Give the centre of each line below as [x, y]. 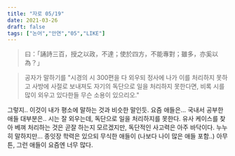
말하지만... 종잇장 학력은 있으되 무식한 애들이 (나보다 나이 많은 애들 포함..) [115, 136]
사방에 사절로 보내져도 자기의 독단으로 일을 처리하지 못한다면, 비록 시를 [128, 86]
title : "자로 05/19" [36, 14]
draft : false [26, 27]
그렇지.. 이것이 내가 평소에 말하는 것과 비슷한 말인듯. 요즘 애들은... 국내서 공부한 [115, 110]
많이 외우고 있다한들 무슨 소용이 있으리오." [82, 95]
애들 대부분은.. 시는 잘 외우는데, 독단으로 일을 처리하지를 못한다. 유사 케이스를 [113, 119]
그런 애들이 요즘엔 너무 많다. [55, 145]
